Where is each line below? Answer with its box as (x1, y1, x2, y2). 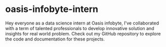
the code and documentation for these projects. (5, 36, 105, 42)
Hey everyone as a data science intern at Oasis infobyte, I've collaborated (5, 20, 159, 26)
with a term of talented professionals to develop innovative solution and (5, 25, 154, 31)
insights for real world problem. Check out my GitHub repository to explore (5, 30, 161, 36)
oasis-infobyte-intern (5, 3, 99, 15)
